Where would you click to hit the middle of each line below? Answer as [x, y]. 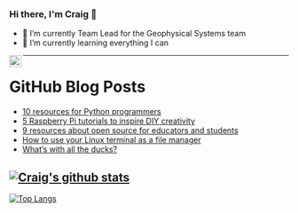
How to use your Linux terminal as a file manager [111, 140]
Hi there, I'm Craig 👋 [53, 14]
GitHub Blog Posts [78, 87]
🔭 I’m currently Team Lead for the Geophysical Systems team [134, 34]
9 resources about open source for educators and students [130, 130]
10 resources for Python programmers [91, 112]
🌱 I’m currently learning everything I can [95, 43]
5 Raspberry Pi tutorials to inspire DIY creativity [109, 121]
